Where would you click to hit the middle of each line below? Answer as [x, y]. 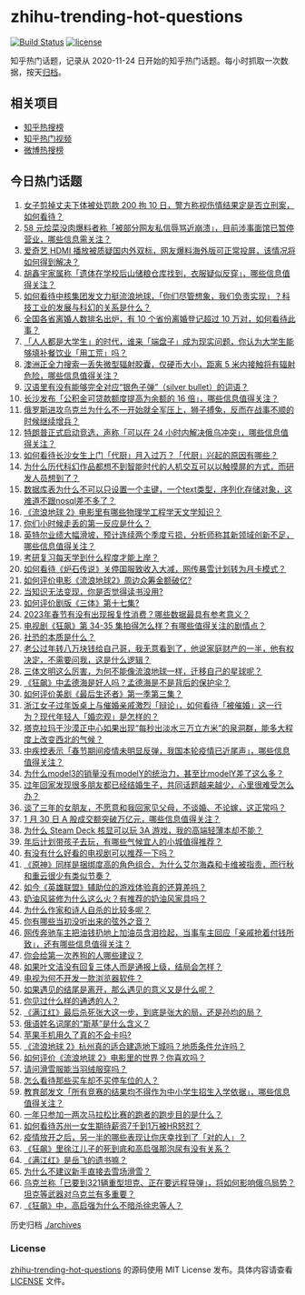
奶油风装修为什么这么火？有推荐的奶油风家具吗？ [115, 898]
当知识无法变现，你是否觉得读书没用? [93, 591]
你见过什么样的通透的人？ [71, 1000]
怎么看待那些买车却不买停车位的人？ [91, 1080]
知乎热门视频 [47, 138]
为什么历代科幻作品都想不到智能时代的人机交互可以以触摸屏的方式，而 [155, 467]
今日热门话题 [46, 181]
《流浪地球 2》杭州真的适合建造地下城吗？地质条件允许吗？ [134, 1046]
